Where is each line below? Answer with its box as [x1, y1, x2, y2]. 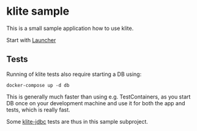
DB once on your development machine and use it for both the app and [6, 99, 185, 107]
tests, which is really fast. [6, 106, 70, 113]
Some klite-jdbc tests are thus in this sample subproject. [6, 118, 149, 125]
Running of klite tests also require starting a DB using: [6, 70, 142, 78]
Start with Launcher [6, 36, 56, 43]
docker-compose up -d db [6, 82, 70, 88]
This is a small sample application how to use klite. [6, 24, 134, 32]
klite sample [6, 4, 70, 18]
